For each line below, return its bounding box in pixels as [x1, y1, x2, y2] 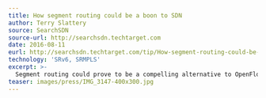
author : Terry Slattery [8, 19, 87, 27]
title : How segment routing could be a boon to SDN [8, 11, 182, 20]
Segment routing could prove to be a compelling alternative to [15, 70, 232, 78]
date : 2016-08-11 [8, 41, 66, 49]
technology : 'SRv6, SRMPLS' [8, 56, 101, 64]
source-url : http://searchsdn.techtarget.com [8, 33, 161, 42]
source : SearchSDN [8, 26, 69, 34]
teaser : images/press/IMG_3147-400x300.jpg [8, 77, 154, 85]
